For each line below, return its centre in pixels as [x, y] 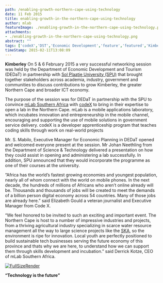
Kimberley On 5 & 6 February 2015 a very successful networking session [78, 64]
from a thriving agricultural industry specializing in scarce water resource [78, 225]
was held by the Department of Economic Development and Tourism [73, 69]
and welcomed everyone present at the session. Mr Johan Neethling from [79, 145]
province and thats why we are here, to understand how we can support [77, 246]
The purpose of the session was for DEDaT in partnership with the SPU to [78, 99]
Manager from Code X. [28, 206]
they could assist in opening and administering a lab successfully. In [73, 155]
